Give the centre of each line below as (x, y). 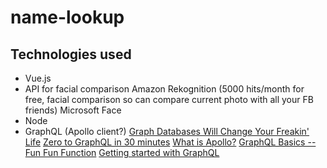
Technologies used (71, 54)
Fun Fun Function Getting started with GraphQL (122, 152)
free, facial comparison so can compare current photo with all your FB (169, 99)
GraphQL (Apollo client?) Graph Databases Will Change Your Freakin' (167, 131)
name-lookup (67, 17)
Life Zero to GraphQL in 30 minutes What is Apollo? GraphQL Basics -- (170, 142)
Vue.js (38, 78)
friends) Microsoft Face (73, 110)
